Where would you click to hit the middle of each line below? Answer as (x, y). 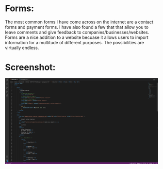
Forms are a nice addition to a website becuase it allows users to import (77, 37)
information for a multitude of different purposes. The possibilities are (74, 42)
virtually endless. (22, 48)
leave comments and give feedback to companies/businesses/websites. (77, 32)
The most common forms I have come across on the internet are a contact (79, 22)
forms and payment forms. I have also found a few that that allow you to (77, 27)
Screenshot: (30, 67)
